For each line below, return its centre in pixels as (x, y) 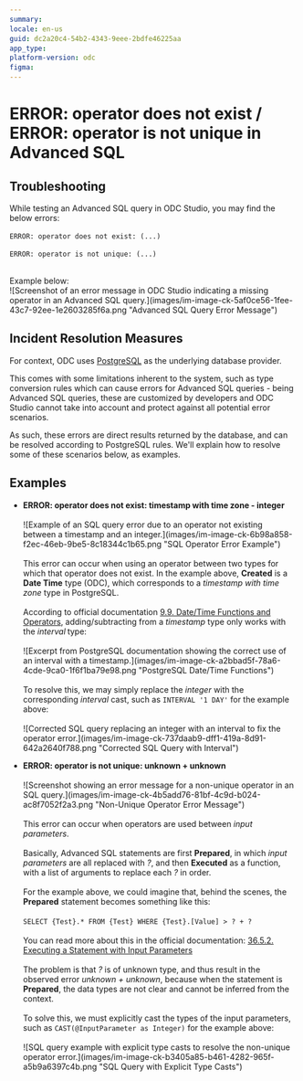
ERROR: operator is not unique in (136, 133)
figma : (22, 68)
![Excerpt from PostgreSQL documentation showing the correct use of (155, 651)
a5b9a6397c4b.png (60, 1066)
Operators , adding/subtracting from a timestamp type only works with (154, 621)
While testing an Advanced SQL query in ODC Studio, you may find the (142, 208)
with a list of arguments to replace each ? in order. (117, 872)
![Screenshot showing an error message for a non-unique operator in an (158, 785)
